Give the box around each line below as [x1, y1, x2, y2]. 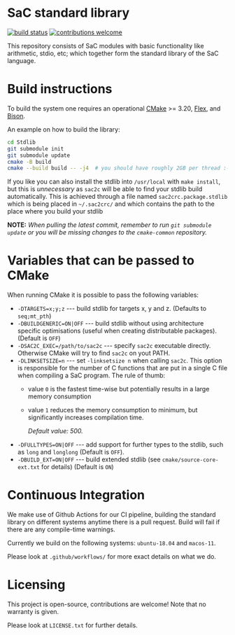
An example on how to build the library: [7, 125, 120, 134]
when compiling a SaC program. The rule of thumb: [17, 371, 166, 379]
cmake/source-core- [162, 456, 219, 463]
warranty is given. [7, 608, 59, 616]
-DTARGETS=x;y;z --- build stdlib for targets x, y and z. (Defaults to [17, 305, 207, 313]
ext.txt [17, 464, 40, 471]
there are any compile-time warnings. [7, 525, 115, 533]
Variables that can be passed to [7, 253, 194, 269]
